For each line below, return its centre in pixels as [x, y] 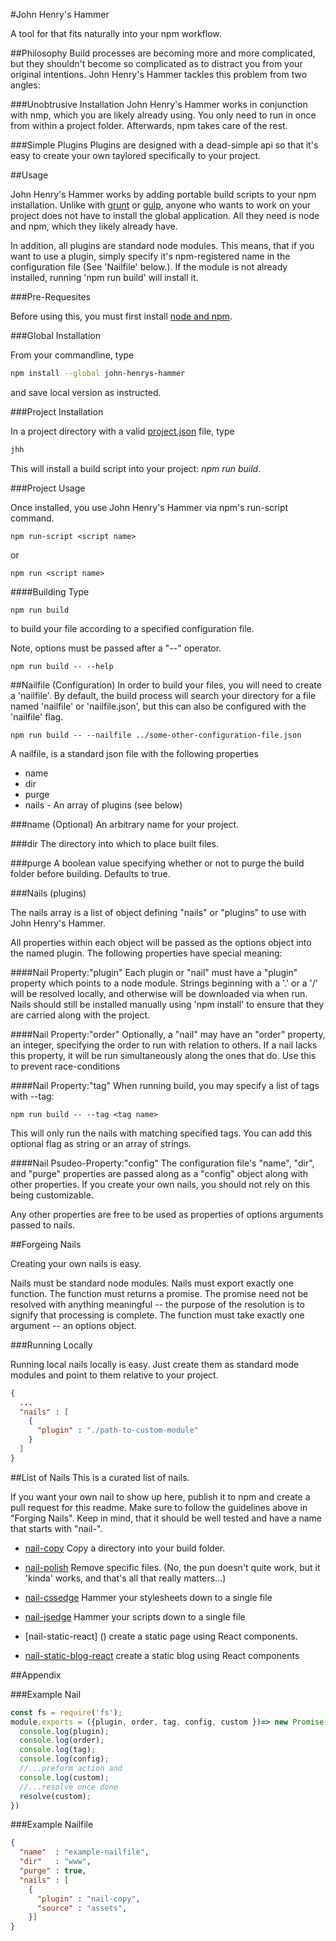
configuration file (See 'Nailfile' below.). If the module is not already [149, 267]
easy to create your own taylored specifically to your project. [136, 155]
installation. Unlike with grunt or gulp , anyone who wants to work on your [161, 205]
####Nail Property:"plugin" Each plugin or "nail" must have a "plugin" [154, 972]
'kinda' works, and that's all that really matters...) [125, 1578]
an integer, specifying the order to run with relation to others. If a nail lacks [164, 1045]
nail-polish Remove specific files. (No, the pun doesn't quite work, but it [172, 1567]
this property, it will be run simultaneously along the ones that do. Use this [163, 1055]
